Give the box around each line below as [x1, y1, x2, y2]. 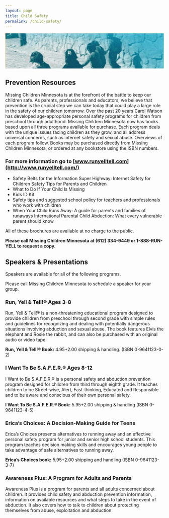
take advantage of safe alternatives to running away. [5, 447, 114, 453]
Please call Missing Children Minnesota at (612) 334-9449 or [5, 238, 136, 244]
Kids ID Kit [12, 192, 35, 198]
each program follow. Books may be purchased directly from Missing [5, 140, 148, 146]
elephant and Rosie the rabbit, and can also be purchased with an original [5, 331, 158, 337]
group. [5, 286, 19, 292]
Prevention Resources [5, 78, 76, 87]
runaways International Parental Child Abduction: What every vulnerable [12, 213, 162, 219]
